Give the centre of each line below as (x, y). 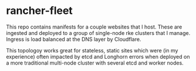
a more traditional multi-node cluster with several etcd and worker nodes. (95, 63)
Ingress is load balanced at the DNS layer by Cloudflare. (74, 39)
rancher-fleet (40, 11)
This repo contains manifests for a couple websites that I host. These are (94, 27)
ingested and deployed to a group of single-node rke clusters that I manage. (98, 33)
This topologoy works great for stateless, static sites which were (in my (92, 50)
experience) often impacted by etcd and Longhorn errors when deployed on (98, 56)
